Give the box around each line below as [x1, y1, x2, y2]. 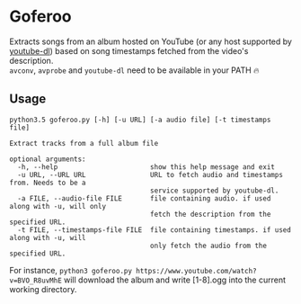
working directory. [9, 283, 77, 294]
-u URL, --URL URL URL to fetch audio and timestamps [17, 170, 283, 179]
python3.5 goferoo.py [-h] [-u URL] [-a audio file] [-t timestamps [9, 115, 271, 124]
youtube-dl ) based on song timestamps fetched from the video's [9, 45, 249, 56]
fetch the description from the [149, 210, 271, 219]
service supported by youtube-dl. [149, 186, 279, 195]
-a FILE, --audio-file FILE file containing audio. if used [17, 193, 271, 203]
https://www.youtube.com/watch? [136, 266, 258, 275]
